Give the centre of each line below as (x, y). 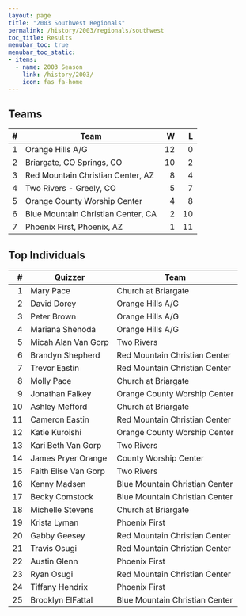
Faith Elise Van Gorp (68, 471)
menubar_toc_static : (42, 52)
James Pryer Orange (69, 458)
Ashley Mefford (59, 407)
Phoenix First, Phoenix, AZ (74, 227)
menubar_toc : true (38, 45)
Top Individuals (47, 255)
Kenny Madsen (58, 484)
